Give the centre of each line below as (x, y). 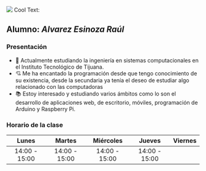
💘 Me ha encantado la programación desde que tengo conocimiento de (106, 73)
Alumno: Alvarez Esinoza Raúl (65, 30)
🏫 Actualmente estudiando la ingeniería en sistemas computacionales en (107, 60)
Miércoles (108, 140)
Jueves (150, 140)
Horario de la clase (35, 124)
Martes (66, 140)
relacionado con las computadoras (59, 86)
